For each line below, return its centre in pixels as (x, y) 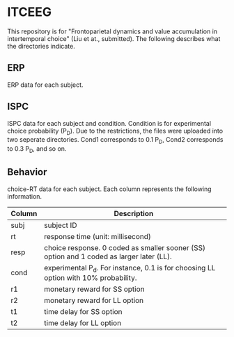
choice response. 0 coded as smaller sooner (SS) (125, 247)
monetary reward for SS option (94, 289)
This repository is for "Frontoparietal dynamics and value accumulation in (112, 31)
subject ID (61, 225)
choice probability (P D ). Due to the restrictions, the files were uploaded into (115, 131)
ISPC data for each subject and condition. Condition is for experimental (109, 123)
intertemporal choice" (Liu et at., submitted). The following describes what (114, 38)
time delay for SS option (84, 311)
